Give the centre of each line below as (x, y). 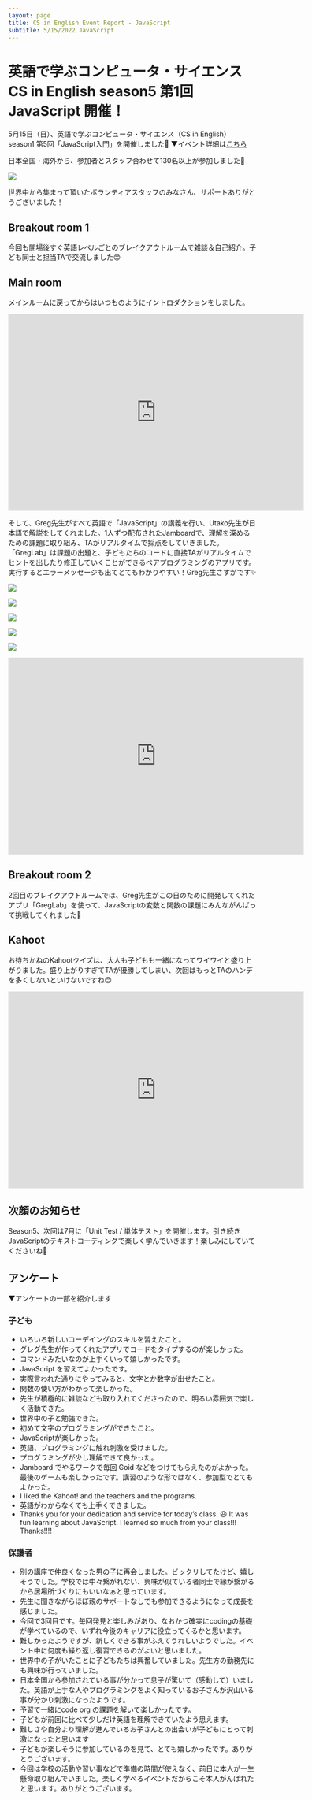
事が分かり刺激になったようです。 (74, 1699)
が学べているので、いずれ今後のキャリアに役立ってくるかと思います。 (132, 1631)
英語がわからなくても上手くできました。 (85, 1505)
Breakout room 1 (49, 227)
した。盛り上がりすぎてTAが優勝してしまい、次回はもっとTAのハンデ (141, 970)
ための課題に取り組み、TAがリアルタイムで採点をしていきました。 (116, 542)
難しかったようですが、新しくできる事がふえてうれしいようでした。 (130, 1640)
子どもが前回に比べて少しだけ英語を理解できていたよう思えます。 (126, 1719)
